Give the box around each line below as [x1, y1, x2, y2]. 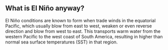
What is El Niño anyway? [5, 4, 85, 13]
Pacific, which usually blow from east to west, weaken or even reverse [5, 23, 152, 29]
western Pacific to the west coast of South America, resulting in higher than [5, 33, 163, 39]
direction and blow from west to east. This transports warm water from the [5, 28, 161, 34]
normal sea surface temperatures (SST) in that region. [5, 39, 118, 45]
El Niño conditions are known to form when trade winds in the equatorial [5, 17, 156, 23]
